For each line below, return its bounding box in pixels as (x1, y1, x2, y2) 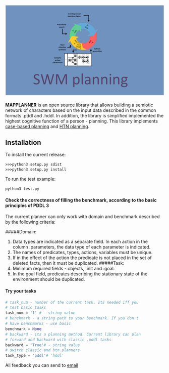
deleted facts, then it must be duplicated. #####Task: (12, 260, 125, 266)
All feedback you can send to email (5, 362, 78, 368)
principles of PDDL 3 (5, 202, 49, 209)
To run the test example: (5, 176, 56, 182)
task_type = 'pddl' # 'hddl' (5, 353, 65, 358)
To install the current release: (5, 152, 66, 158)
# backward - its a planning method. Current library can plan (5, 331, 141, 337)
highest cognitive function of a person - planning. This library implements (5, 118, 158, 124)
